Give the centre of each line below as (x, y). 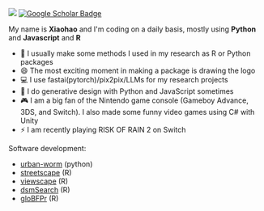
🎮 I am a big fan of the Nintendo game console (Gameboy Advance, (134, 100)
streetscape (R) (46, 173)
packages (37, 62)
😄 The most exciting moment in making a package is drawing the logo (138, 70)
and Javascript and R (45, 38)
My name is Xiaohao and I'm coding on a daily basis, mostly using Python (132, 29)
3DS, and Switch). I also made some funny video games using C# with (137, 112)
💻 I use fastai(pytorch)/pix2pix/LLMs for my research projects (124, 80)
